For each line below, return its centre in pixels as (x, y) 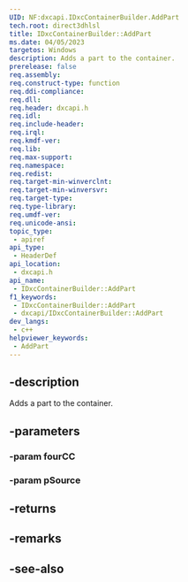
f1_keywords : (33, 297)
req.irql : (27, 133)
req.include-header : (47, 125)
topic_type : (31, 231)
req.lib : (25, 149)
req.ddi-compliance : (47, 91)
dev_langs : (29, 322)
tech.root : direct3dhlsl (55, 26)
